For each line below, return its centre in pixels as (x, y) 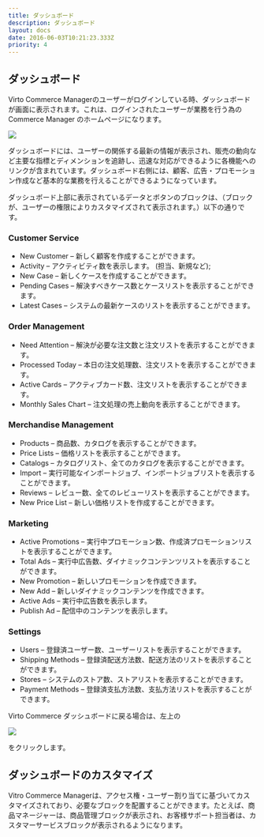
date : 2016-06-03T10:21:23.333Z (61, 38)
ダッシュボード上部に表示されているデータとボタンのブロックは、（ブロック (131, 197)
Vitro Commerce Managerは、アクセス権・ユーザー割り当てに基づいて (122, 796)
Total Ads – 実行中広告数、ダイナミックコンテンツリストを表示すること (135, 561)
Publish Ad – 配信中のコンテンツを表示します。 (95, 611)
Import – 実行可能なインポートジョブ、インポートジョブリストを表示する (138, 473)
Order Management (46, 326)
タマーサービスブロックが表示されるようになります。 (101, 825)
